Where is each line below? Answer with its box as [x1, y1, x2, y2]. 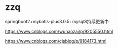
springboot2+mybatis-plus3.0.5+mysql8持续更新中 [5, 18, 109, 24]
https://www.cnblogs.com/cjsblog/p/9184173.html [5, 38, 107, 44]
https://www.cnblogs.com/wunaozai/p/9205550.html [5, 28, 113, 34]
